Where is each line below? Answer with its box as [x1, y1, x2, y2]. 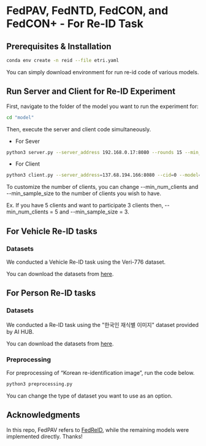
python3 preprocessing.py [6, 381, 72, 387]
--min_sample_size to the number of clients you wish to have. [6, 190, 161, 197]
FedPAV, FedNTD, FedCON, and [6, 4, 169, 18]
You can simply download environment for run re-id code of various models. [6, 68, 199, 75]
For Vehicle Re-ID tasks [6, 226, 97, 236]
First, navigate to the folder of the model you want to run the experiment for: [6, 102, 199, 110]
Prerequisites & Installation [6, 41, 112, 52]
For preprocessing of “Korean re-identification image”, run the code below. [6, 369, 195, 376]
